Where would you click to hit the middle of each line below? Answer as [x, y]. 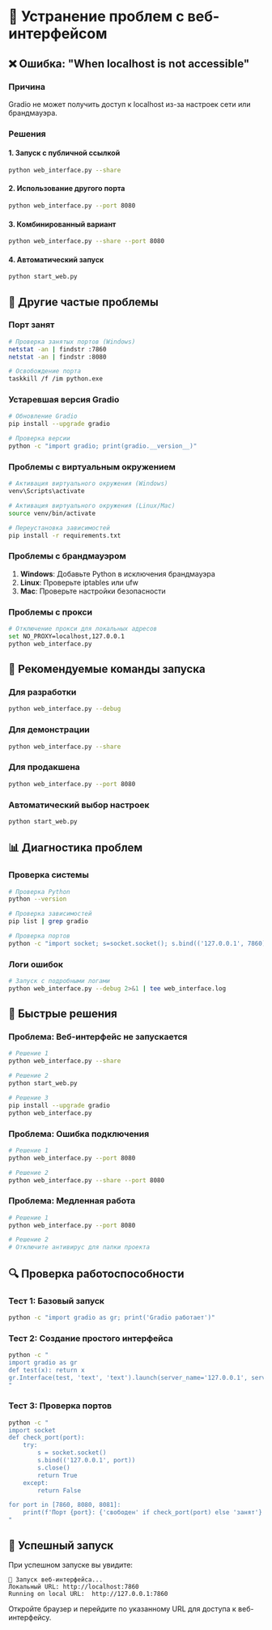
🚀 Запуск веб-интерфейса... [56, 1579]
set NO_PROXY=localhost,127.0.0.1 [67, 636]
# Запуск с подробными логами [59, 981]
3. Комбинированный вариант [62, 224]
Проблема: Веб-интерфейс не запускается [98, 1037]
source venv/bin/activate [52, 513]
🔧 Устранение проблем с [96, 17]
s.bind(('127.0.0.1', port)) [87, 1461]
